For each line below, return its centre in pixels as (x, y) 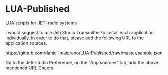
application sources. (26, 43)
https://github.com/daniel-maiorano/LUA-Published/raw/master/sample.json (84, 53)
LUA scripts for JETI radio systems (41, 23)
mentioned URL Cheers (29, 68)
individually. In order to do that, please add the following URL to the (75, 38)
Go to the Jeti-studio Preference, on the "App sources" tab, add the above (82, 62)
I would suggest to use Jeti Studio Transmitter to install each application (80, 32)
